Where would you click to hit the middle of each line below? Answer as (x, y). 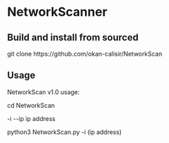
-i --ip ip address (31, 118)
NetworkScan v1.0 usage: (43, 92)
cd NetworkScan (31, 105)
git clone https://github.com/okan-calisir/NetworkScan (85, 54)
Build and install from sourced (73, 37)
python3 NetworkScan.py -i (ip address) (64, 132)
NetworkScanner (57, 12)
